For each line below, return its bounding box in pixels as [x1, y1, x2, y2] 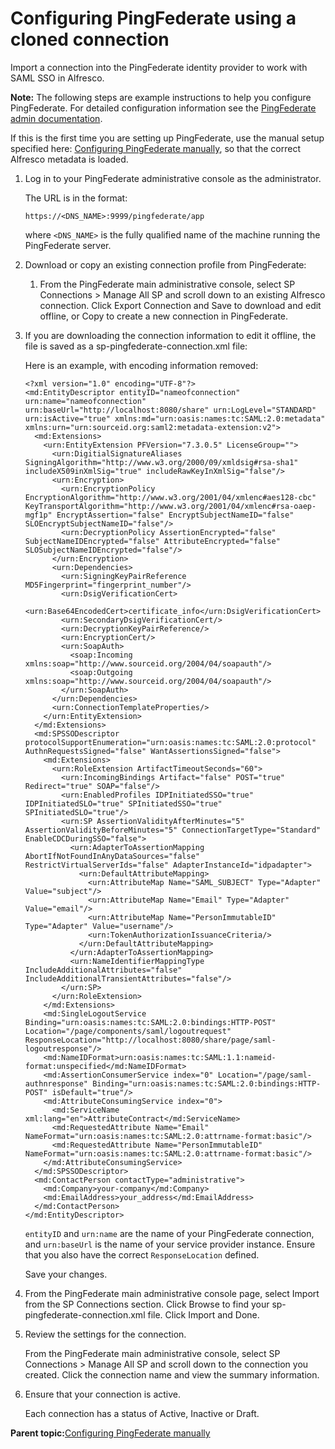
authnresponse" [24, 1078, 89, 1089]
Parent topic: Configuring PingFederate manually [10, 1427, 211, 1439]
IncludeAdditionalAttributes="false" [24, 965, 183, 975]
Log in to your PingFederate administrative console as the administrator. [24, 172, 322, 184]
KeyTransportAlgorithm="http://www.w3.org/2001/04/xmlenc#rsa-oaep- [24, 501, 317, 511]
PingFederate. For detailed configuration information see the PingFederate [10, 102, 317, 114]
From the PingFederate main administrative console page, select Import [24, 1287, 320, 1299]
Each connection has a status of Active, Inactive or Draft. [24, 1407, 260, 1419]
